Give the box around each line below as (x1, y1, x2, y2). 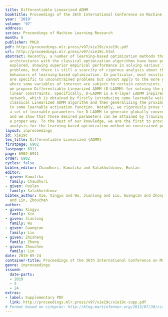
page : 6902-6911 (5, 151, 39, 156)
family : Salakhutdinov (9, 188, 57, 193)
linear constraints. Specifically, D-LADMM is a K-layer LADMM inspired (9, 91, 164, 96)
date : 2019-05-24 (5, 253, 41, 259)
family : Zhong (9, 239, 39, 245)
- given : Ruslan (5, 184, 39, 189)
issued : (5, 267, 21, 272)
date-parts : (9, 272, 35, 277)
